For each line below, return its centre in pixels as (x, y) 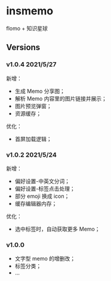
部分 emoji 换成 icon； (42, 196)
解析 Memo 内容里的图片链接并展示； (61, 98)
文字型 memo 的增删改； (45, 259)
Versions (23, 48)
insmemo (30, 11)
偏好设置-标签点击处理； (45, 188)
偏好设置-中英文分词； (42, 181)
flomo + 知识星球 (27, 28)
